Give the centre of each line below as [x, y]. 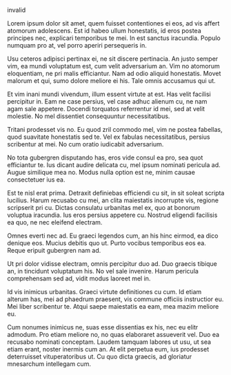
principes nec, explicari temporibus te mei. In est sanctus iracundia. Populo [114, 38]
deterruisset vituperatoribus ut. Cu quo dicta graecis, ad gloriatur [100, 356]
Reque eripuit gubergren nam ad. [54, 250]
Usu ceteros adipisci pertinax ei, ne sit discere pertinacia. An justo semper [113, 59]
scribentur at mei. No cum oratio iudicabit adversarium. [86, 144]
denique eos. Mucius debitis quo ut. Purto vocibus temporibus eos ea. [107, 243]
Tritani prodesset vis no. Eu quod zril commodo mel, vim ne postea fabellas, [115, 129]
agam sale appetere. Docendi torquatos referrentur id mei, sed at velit [106, 109]
